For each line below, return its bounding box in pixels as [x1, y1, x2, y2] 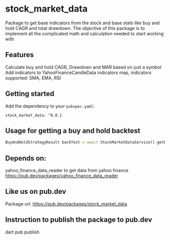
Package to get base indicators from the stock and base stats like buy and [5, 20, 160, 26]
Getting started [5, 90, 55, 98]
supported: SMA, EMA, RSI [5, 74, 61, 81]
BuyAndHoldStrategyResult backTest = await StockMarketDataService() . [5, 140, 157, 145]
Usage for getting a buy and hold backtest [5, 126, 141, 135]
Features [5, 51, 34, 59]
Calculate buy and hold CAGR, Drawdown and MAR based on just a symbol [5, 64, 162, 70]
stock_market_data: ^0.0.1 [5, 112, 62, 118]
